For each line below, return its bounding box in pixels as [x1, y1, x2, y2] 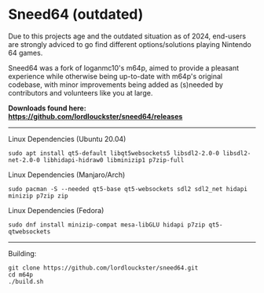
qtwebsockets [8, 227, 51, 236]
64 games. [8, 48, 43, 57]
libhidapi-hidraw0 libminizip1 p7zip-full [42, 156, 185, 164]
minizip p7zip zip [8, 192, 68, 200]
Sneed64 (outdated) [8, 5, 144, 24]
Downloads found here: [8, 103, 86, 113]
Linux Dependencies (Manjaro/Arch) [8, 170, 126, 179]
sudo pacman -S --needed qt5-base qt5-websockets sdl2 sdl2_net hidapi [8, 185, 247, 193]
